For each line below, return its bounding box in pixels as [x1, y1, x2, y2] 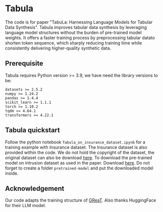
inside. [5, 170, 19, 176]
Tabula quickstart [5, 126, 60, 135]
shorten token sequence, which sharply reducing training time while [5, 40, 142, 46]
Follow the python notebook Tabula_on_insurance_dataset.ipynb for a [5, 139, 145, 145]
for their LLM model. [5, 203, 47, 209]
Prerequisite [5, 59, 44, 68]
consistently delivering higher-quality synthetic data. [5, 45, 111, 51]
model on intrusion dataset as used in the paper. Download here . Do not [5, 160, 150, 165]
